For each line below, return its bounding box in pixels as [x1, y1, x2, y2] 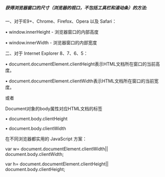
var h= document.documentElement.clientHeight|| [5, 161, 109, 167]
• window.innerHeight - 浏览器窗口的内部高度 [5, 29, 99, 35]
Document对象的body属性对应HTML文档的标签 [5, 106, 103, 112]
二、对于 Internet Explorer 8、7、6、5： [5, 50, 88, 56]
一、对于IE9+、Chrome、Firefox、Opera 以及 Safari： [5, 18, 117, 24]
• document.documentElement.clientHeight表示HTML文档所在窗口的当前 [5, 61, 156, 67]
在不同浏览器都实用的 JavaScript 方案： [5, 136, 87, 142]
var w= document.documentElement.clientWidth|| [5, 146, 108, 152]
